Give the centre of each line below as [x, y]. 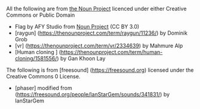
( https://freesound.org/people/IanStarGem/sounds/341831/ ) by [92, 94]
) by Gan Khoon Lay [81, 58]
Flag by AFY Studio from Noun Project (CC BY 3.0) [77, 27]
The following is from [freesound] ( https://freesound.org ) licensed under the [100, 70]
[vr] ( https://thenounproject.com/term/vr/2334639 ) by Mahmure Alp [99, 46]
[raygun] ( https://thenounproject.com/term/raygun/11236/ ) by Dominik [101, 33]
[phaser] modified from [44, 88]
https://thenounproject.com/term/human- [112, 52]
